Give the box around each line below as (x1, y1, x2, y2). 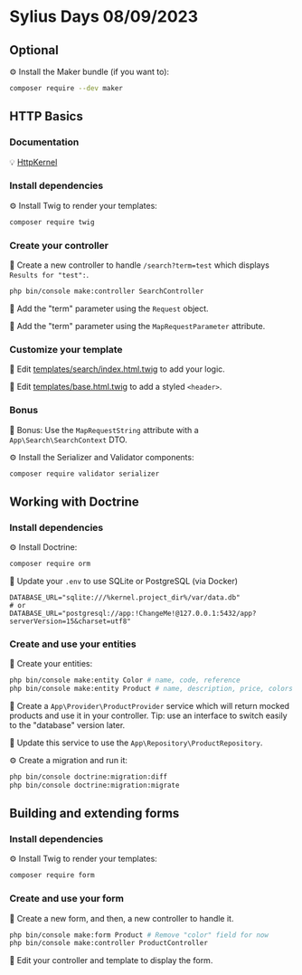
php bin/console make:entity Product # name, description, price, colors (9, 685, 294, 694)
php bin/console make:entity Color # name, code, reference (9, 676, 241, 685)
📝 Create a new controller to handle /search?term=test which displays (9, 260, 269, 270)
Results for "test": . (9, 270, 90, 280)
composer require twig (9, 217, 95, 227)
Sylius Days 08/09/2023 (9, 6, 199, 27)
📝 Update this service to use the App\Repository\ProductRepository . (9, 737, 263, 748)
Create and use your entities (9, 638, 137, 650)
